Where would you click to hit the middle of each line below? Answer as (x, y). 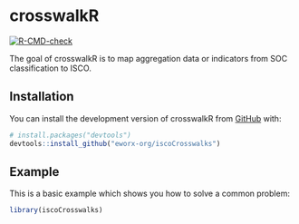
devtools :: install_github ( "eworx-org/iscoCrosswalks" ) (115, 143)
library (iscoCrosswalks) (56, 210)
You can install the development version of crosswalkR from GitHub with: (145, 118)
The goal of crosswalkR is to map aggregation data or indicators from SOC (149, 58)
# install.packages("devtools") (70, 135)
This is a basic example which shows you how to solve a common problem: (149, 194)
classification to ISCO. (51, 68)
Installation (42, 97)
